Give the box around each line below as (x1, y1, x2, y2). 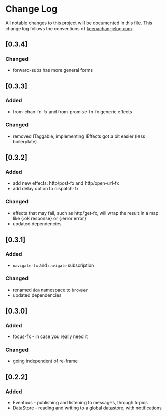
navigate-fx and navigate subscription (12, 262, 94, 268)
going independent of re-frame (12, 358, 78, 364)
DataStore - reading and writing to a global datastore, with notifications (12, 405, 162, 411)
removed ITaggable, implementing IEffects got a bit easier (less (12, 133, 145, 139)
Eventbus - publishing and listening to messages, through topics (12, 400, 148, 406)
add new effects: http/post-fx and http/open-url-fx (12, 180, 119, 186)
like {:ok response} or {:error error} (12, 215, 87, 221)
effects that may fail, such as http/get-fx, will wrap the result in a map (12, 210, 159, 216)
